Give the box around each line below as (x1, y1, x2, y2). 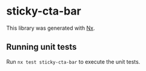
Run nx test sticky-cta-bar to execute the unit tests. (6, 58, 141, 65)
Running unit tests (6, 42, 77, 52)
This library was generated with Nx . (6, 24, 95, 32)
